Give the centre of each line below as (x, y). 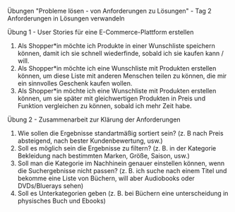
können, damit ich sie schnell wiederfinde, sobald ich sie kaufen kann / (120, 53)
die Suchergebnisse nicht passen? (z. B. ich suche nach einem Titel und (122, 171)
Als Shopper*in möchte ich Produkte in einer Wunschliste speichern (116, 46)
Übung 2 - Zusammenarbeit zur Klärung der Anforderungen (94, 119)
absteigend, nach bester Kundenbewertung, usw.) (90, 141)
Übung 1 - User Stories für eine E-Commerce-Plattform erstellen (101, 32)
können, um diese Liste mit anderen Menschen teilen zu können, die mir (122, 76)
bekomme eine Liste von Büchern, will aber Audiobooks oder (106, 178)
